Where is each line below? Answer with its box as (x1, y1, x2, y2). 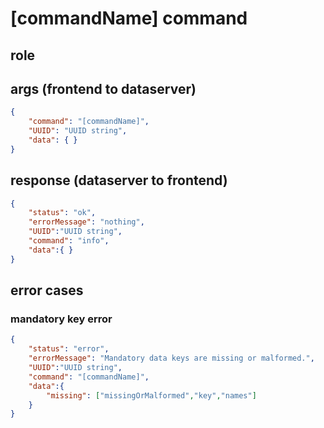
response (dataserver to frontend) (10, 172, 228, 189)
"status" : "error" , (28, 344, 110, 354)
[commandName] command (10, 7, 248, 30)
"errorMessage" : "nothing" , (28, 217, 145, 227)
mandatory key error (10, 312, 113, 326)
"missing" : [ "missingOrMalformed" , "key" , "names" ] (46, 390, 257, 401)
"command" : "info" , (28, 236, 110, 246)
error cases (10, 282, 84, 299)
